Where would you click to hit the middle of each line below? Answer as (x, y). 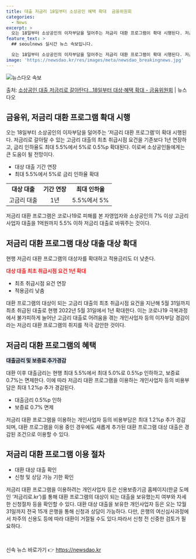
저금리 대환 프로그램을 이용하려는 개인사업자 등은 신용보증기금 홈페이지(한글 (92, 489)
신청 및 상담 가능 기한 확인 (44, 477)
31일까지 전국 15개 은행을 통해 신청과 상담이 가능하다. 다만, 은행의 (80, 511)
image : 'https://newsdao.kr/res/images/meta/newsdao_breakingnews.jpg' (95, 60)
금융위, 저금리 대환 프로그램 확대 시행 (68, 118)
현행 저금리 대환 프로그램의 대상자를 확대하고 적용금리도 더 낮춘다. (81, 258)
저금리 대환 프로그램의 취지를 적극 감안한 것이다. (71, 325)
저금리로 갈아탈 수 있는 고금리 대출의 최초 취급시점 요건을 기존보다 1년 (92, 140)
